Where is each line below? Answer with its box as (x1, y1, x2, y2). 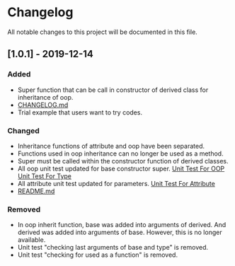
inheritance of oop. (17, 93, 74, 101)
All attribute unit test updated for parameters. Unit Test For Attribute (17, 179, 216, 187)
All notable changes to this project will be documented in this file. (7, 28, 198, 36)
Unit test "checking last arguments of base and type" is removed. (17, 243, 209, 252)
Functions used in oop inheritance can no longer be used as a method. (17, 149, 224, 158)
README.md (17, 187, 55, 195)
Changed (7, 125, 40, 135)
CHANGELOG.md (17, 100, 69, 109)
